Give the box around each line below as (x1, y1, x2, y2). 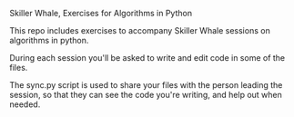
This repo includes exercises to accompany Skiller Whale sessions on (9, 25, 270, 35)
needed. (9, 99, 41, 110)
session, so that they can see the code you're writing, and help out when (9, 90, 282, 100)
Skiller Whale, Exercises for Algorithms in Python (9, 8, 193, 18)
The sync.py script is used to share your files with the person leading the (9, 80, 283, 90)
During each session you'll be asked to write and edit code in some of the (9, 53, 286, 63)
